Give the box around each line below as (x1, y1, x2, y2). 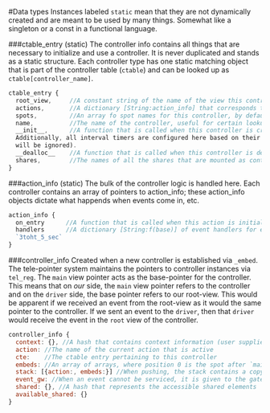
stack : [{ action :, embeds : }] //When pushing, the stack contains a (15, 368, 247, 376)
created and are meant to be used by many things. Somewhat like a (8, 15, 231, 25)
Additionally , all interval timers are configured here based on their (15, 134, 261, 142)
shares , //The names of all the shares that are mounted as (15, 156, 247, 164)
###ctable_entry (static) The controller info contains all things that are (8, 39, 240, 49)
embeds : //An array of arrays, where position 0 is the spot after (15, 361, 247, 369)
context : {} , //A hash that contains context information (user (15, 337, 235, 346)
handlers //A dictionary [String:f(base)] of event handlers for (15, 226, 257, 234)
